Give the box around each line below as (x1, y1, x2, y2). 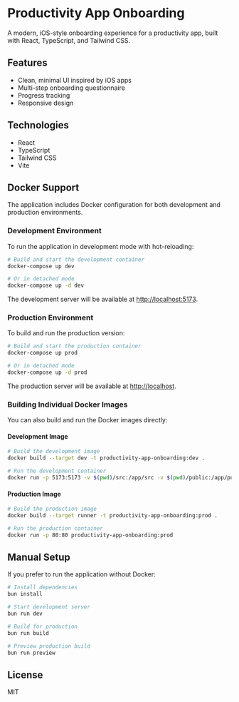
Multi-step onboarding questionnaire (17, 83, 126, 92)
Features (7, 57, 48, 69)
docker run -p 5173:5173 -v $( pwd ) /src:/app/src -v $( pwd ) (7, 474, 186, 482)
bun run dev (7, 610, 43, 618)
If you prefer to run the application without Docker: (7, 570, 156, 579)
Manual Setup (7, 551, 71, 564)
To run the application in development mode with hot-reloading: (7, 242, 194, 250)
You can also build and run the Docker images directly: (7, 416, 168, 424)
